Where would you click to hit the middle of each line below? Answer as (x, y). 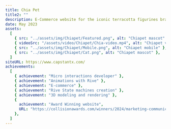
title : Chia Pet (22, 10)
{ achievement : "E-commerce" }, (49, 85)
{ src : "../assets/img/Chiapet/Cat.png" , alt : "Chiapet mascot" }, (87, 52)
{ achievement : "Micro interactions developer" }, (69, 76)
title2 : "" (17, 15)
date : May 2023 (21, 24)
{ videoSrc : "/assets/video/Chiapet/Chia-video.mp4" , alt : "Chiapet (89, 43)
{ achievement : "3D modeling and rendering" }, (66, 95)
